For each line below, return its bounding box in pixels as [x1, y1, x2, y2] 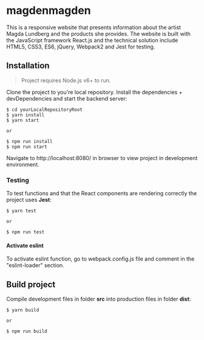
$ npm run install [6, 138, 53, 144]
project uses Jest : [6, 196, 52, 204]
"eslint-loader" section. [6, 262, 65, 269]
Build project [6, 279, 56, 290]
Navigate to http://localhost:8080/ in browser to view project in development [6, 154, 198, 161]
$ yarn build [6, 307, 39, 313]
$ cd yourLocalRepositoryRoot [6, 107, 83, 113]
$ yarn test [6, 208, 36, 214]
